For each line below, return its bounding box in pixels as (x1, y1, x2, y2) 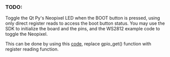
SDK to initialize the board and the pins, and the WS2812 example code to (5, 26, 160, 32)
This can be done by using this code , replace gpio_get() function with (5, 41, 152, 47)
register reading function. (5, 46, 59, 52)
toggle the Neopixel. (5, 31, 48, 37)
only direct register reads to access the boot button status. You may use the (5, 20, 165, 26)
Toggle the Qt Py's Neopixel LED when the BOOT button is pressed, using (5, 15, 160, 21)
